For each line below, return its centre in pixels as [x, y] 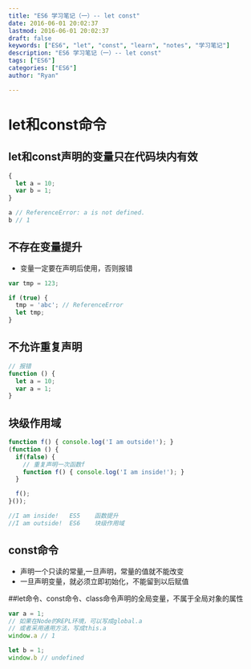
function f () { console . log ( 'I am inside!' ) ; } [103, 472]
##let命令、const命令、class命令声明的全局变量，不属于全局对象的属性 [126, 598]
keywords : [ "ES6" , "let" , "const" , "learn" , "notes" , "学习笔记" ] [119, 46]
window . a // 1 [32, 636]
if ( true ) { [28, 298]
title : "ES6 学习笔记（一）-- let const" [74, 16]
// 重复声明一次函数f [54, 464]
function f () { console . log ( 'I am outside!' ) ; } [91, 443]
